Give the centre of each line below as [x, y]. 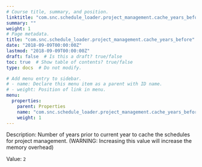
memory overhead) [30, 147]
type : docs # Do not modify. [44, 68]
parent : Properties [41, 106]
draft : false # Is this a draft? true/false [64, 56]
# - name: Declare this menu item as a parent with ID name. [84, 84]
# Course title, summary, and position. [58, 12]
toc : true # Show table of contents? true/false [70, 62]
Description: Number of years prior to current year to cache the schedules [98, 135]
